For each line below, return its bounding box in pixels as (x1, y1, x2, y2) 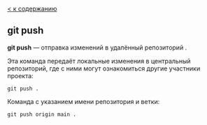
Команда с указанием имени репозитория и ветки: (7, 97, 160, 105)
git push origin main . (7, 110, 77, 118)
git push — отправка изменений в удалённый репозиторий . (7, 43, 187, 52)
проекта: (7, 71, 34, 80)
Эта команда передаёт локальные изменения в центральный (7, 57, 191, 65)
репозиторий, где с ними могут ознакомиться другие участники (7, 64, 201, 73)
